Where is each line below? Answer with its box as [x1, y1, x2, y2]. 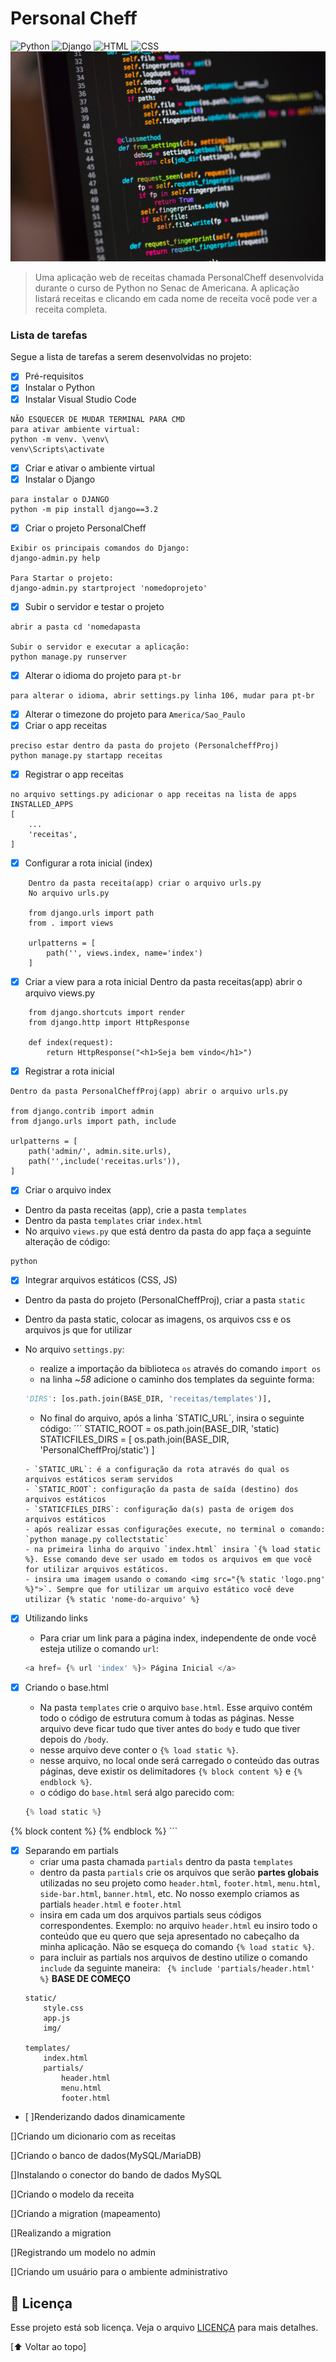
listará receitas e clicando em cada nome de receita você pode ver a [34, 293, 318, 305]
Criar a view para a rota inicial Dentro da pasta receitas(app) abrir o [24, 976, 303, 988]
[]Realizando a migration [10, 2227, 112, 2239]
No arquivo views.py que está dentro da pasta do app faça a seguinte [24, 1225, 312, 1237]
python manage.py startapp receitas [10, 751, 163, 761]
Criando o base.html [24, 1682, 109, 1694]
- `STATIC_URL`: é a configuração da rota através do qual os [24, 1465, 290, 1475]
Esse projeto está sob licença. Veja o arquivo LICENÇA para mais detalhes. [10, 2322, 319, 2334]
